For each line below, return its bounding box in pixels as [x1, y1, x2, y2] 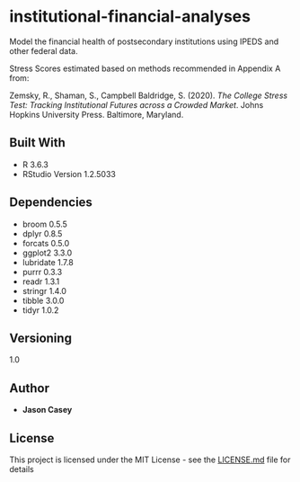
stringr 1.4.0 [22, 285, 67, 296]
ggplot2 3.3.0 [22, 247, 73, 258]
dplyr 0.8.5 [22, 228, 63, 239]
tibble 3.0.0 [22, 295, 65, 306]
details [9, 464, 34, 474]
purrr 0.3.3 [22, 266, 63, 277]
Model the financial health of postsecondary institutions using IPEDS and [9, 36, 279, 47]
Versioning [9, 330, 72, 345]
